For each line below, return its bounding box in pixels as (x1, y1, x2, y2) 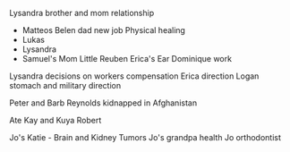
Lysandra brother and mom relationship (9, 8, 155, 18)
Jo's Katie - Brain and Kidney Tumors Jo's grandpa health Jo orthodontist (9, 132, 282, 142)
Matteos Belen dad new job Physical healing (21, 25, 186, 35)
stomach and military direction (9, 80, 122, 90)
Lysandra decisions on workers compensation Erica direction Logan (9, 71, 260, 81)
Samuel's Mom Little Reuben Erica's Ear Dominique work (21, 54, 233, 63)
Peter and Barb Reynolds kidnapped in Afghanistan (9, 97, 198, 108)
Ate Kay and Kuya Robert (9, 115, 102, 125)
